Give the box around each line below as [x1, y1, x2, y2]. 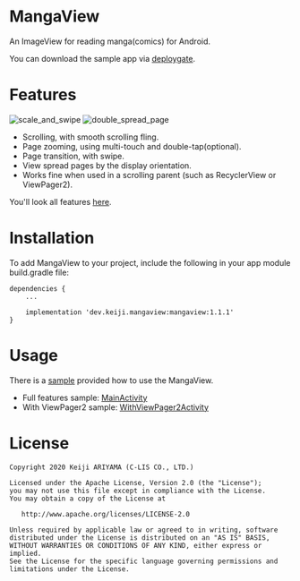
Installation [9, 228, 95, 248]
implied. [9, 549, 42, 558]
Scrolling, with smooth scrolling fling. [21, 132, 159, 142]
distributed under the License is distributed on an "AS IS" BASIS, [9, 533, 270, 543]
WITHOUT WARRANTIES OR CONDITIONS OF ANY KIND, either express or [9, 541, 262, 550]
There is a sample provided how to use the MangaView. [9, 374, 214, 386]
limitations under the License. [9, 564, 130, 574]
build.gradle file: [9, 267, 70, 278]
